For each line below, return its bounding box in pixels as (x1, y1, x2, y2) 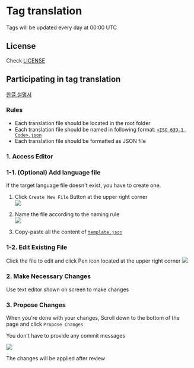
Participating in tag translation (6, 74, 121, 85)
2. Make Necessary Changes (6, 272, 91, 280)
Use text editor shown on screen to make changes (6, 286, 129, 293)
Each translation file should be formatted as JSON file (14, 137, 147, 144)
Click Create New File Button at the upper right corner (14, 194, 148, 201)
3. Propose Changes (6, 301, 66, 309)
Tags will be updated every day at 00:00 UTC (6, 24, 117, 31)
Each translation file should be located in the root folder (14, 119, 151, 126)
